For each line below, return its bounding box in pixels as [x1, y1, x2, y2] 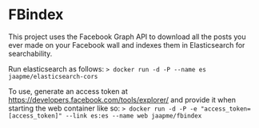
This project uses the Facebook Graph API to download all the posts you [8, 32, 246, 41]
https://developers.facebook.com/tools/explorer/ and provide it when [8, 95, 236, 104]
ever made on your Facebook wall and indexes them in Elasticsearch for [8, 40, 245, 49]
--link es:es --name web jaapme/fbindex [65, 111, 202, 120]
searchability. [8, 48, 53, 58]
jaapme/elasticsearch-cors [8, 72, 98, 80]
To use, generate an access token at [8, 86, 128, 96]
